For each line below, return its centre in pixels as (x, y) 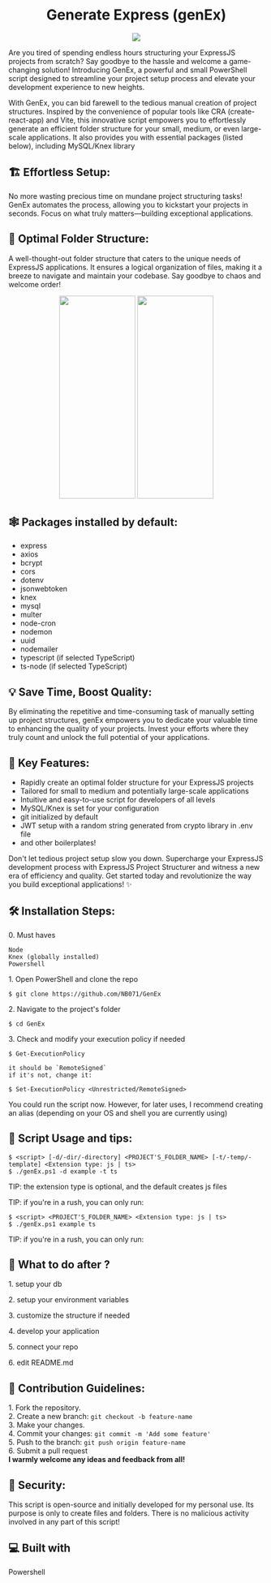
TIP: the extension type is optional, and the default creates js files (118, 1186)
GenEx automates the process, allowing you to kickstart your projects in (129, 204)
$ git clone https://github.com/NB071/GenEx (85, 994)
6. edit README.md (41, 1363)
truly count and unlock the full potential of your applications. (109, 738)
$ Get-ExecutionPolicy (47, 1054)
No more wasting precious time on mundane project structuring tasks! (125, 196)
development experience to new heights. (77, 87)
